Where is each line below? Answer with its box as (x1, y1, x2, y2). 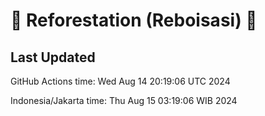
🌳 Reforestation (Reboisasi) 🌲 (10, 9, 258, 32)
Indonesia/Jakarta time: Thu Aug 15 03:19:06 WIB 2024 (10, 95, 238, 106)
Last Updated (10, 49, 96, 66)
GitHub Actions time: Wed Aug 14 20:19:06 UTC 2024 (10, 75, 231, 87)
